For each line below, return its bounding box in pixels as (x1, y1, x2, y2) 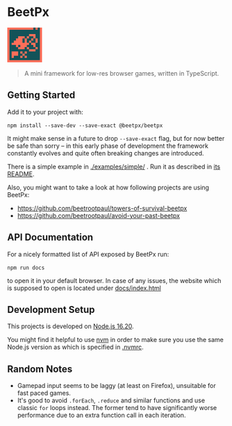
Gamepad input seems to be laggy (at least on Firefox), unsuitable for (17, 382, 217, 390)
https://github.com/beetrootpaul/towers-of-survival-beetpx (17, 204, 188, 212)
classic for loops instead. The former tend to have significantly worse (17, 404, 217, 412)
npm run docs (7, 264, 45, 271)
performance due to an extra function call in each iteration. (17, 411, 186, 420)
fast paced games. (17, 389, 72, 398)
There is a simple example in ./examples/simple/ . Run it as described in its (7, 162, 221, 171)
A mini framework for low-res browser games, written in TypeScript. (24, 69, 219, 77)
